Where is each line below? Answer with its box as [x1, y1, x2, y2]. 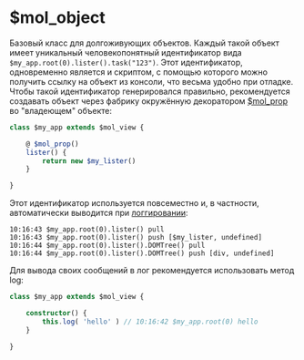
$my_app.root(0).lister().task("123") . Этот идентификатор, [9, 57, 243, 67]
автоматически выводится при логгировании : [9, 208, 188, 219]
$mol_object [9, 7, 106, 28]
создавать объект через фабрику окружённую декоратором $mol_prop [9, 95, 289, 107]
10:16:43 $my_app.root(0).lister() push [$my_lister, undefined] [9, 233, 262, 242]
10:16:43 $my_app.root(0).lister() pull [9, 225, 166, 234]
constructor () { [25, 309, 88, 318]
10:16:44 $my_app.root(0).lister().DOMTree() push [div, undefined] [9, 249, 275, 258]
